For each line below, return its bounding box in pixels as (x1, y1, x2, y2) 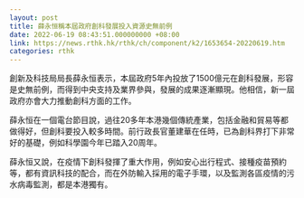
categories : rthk (9, 47, 75, 56)
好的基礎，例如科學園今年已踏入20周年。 (9, 137, 163, 148)
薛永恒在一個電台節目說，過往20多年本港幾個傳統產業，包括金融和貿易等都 (9, 115, 290, 126)
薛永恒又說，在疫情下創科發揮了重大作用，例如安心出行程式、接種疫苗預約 (9, 156, 287, 167)
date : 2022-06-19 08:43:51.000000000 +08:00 (9, 30, 180, 39)
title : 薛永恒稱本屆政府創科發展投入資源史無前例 (9, 22, 173, 31)
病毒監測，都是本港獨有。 (16, 179, 113, 190)
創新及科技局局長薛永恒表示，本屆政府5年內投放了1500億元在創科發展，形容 (9, 73, 294, 84)
